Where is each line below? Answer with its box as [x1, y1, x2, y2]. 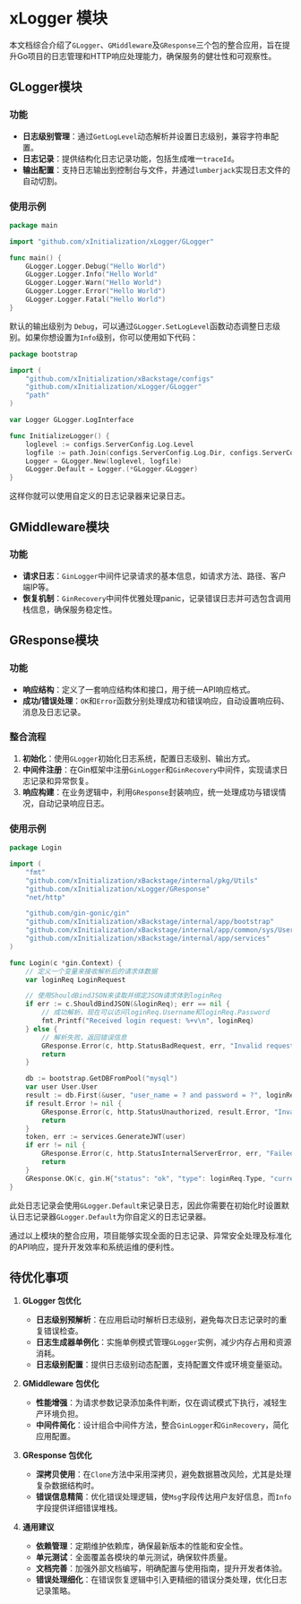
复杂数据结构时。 [35, 1480, 99, 1491]
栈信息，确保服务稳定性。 [21, 604, 117, 615]
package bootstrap [9, 349, 78, 358]
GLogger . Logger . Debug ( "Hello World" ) [25, 262, 167, 271]
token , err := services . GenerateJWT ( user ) [25, 1133, 186, 1142]
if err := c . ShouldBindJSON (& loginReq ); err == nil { [25, 1000, 230, 1009]
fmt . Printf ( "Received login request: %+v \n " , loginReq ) [41, 1016, 254, 1026]
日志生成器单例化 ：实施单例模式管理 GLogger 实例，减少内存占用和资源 [35, 1337, 292, 1348]
